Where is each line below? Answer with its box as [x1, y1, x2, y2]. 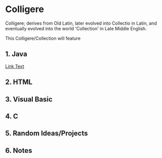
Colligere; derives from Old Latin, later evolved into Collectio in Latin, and [5, 20, 157, 26]
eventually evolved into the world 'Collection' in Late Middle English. [5, 25, 147, 31]
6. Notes [5, 146, 32, 154]
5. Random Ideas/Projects [5, 129, 88, 138]
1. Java [5, 50, 28, 58]
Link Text [5, 63, 24, 69]
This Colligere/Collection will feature [5, 35, 81, 41]
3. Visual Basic [5, 95, 53, 104]
